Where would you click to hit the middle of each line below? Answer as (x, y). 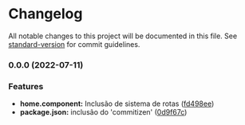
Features (26, 86)
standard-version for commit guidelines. (74, 44)
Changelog (45, 14)
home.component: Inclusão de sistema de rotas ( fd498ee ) (117, 104)
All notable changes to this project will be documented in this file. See (123, 36)
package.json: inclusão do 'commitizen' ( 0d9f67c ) (103, 112)
